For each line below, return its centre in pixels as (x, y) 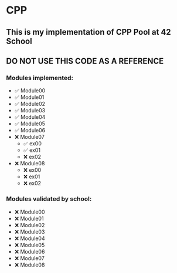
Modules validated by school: (49, 199)
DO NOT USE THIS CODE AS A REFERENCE (85, 61)
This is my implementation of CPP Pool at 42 (88, 32)
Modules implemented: (40, 78)
